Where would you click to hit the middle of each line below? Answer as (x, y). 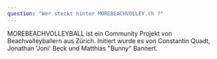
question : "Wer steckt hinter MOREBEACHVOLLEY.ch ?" (85, 14)
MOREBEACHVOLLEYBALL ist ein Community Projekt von (90, 33)
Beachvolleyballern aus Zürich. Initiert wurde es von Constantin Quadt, (109, 41)
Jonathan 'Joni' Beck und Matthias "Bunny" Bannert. (83, 48)
